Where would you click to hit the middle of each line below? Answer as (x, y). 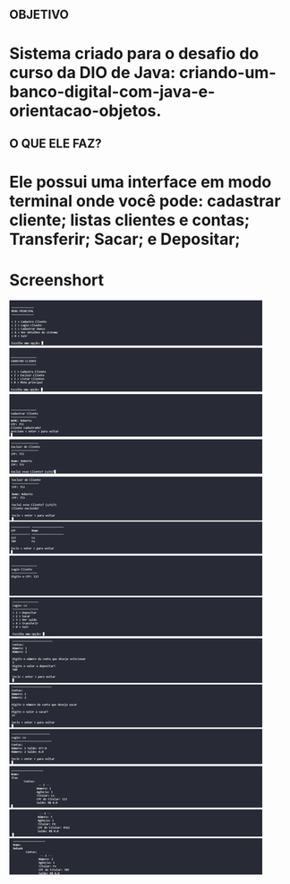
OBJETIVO (39, 15)
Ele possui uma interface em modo (141, 182)
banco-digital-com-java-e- (112, 91)
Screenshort (57, 280)
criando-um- (227, 72)
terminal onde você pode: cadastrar (145, 201)
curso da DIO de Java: (93, 72)
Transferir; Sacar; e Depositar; (125, 239)
